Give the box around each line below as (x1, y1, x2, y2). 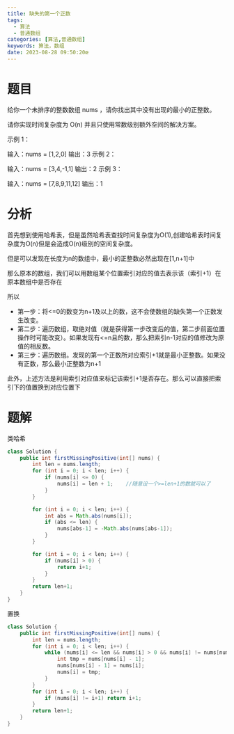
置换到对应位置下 (31, 383, 81, 391)
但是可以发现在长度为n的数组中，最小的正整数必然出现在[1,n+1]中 (7, 254, 195, 262)
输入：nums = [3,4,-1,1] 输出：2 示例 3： (7, 164, 123, 173)
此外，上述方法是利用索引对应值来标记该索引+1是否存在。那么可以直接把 (7, 374, 215, 383)
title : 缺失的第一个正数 (7, 10, 71, 17)
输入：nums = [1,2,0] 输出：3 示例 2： (7, 150, 116, 158)
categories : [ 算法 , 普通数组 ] (7, 36, 86, 43)
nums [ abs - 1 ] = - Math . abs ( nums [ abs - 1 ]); (56, 525, 173, 532)
